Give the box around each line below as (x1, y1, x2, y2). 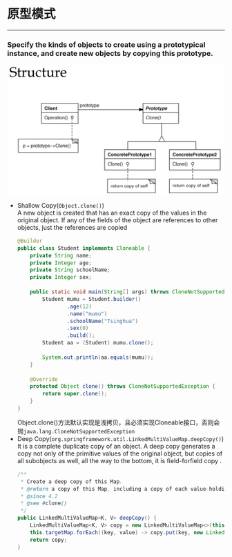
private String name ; (30, 252, 92, 259)
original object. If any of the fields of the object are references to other (17, 215, 218, 224)
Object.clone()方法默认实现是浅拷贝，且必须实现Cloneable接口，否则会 (17, 418, 220, 427)
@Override (30, 375, 58, 383)
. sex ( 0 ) (66, 325, 89, 332)
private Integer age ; (30, 260, 92, 266)
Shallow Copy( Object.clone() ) (17, 201, 105, 209)
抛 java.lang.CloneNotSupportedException (17, 427, 135, 435)
